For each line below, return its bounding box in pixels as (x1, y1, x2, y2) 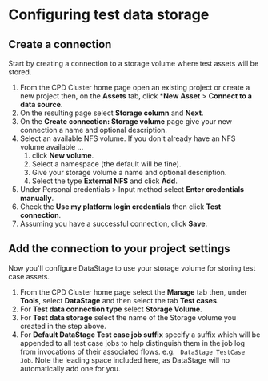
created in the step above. (19, 321, 106, 331)
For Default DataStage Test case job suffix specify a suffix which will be (19, 330, 261, 339)
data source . (19, 100, 63, 109)
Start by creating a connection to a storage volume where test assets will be (8, 58, 259, 68)
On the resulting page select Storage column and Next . (19, 108, 204, 118)
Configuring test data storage (8, 6, 210, 24)
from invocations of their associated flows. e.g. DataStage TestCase (19, 347, 246, 356)
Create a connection (8, 38, 112, 51)
